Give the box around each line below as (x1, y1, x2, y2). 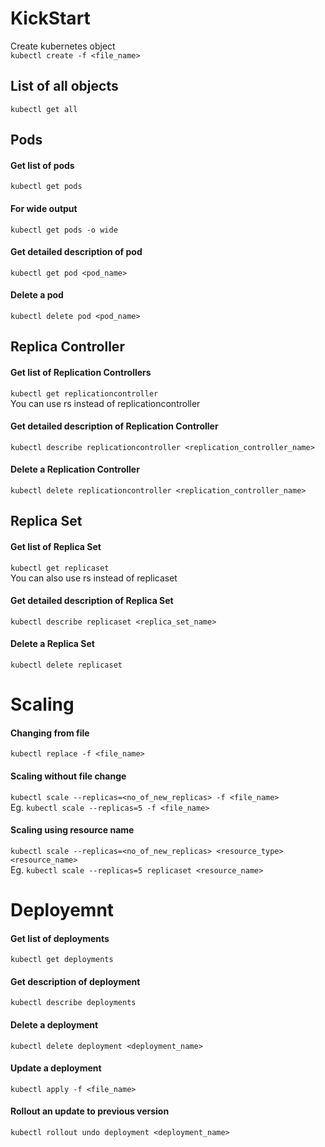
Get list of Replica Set (10, 540, 102, 552)
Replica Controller (10, 338, 125, 356)
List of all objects (10, 78, 119, 95)
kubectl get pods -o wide (10, 225, 118, 235)
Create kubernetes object (10, 40, 116, 52)
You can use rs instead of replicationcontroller (10, 397, 201, 409)
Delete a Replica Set (10, 638, 95, 650)
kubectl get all (10, 104, 78, 114)
